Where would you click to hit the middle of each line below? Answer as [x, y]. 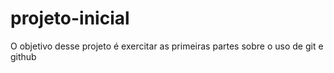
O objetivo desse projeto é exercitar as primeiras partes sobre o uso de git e [167, 46]
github [23, 56]
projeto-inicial [70, 18]
